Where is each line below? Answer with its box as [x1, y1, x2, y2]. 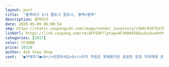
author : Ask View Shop [5, 49, 53, 54]
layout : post [5, 7, 33, 13]
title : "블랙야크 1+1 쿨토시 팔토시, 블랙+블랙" [5, 12, 97, 17]
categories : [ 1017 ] [5, 36, 46, 41]
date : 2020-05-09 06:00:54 [5, 21, 62, 27]
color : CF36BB [5, 40, 35, 45]
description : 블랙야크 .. [5, 17, 58, 22]
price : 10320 [5, 45, 33, 50]
